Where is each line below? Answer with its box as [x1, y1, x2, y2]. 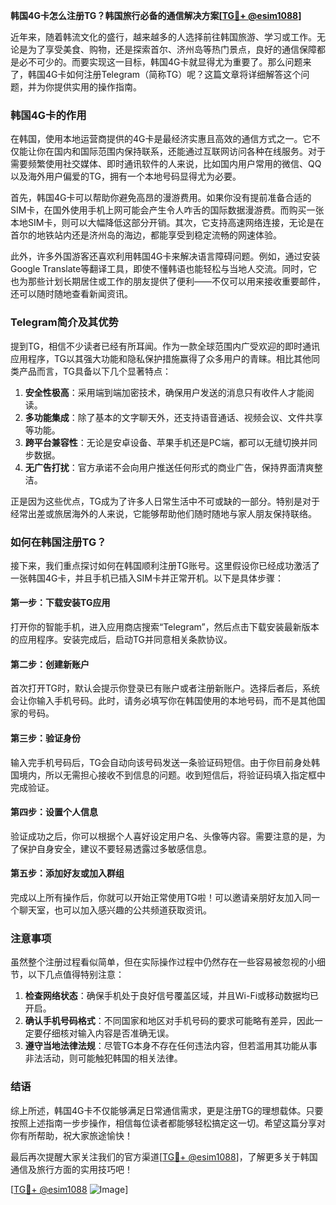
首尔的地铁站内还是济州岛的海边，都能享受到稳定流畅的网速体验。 [10, 229, 282, 241]
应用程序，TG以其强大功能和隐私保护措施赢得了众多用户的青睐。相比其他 [10, 352, 312, 364]
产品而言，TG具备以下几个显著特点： [18, 365, 172, 377]
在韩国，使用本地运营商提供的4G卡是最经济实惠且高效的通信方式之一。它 [10, 133, 312, 145]
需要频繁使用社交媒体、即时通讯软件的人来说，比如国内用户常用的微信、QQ [10, 158, 322, 170]
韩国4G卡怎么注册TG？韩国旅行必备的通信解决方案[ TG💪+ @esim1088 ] [10, 10, 302, 21]
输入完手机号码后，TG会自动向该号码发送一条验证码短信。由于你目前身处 [10, 756, 312, 768]
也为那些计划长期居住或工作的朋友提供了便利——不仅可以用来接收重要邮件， [10, 275, 326, 288]
